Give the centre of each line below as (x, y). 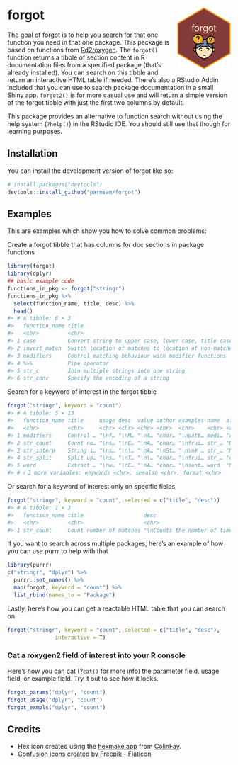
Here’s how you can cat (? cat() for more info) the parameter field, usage (113, 671)
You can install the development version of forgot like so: (90, 171)
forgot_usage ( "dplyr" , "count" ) (55, 700)
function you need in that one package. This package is (89, 42)
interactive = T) (80, 637)
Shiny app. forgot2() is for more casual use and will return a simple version (118, 95)
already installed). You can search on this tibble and (83, 72)
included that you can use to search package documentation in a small (110, 87)
